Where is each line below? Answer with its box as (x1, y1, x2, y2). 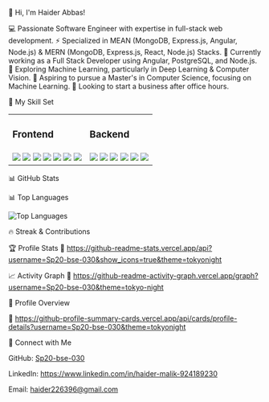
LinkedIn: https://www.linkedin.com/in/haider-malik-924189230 (8, 368, 218, 378)
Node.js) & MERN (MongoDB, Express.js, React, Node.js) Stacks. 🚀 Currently (8, 47, 262, 56)
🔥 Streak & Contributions (8, 226, 91, 236)
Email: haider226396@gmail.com (8, 384, 119, 394)
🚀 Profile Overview (8, 297, 71, 307)
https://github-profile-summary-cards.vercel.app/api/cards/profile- (14, 314, 238, 323)
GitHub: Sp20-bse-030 (8, 353, 85, 363)
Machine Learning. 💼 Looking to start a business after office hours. (8, 81, 230, 91)
